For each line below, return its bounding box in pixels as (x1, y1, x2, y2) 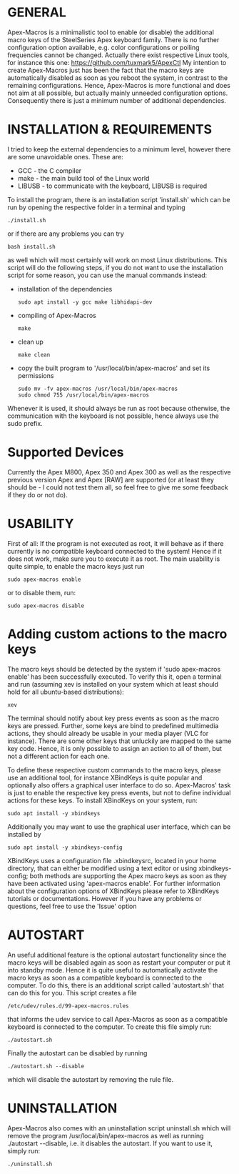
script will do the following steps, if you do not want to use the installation (7, 263, 223, 272)
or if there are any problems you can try (7, 229, 125, 238)
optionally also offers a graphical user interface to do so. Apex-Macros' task (7, 780, 231, 790)
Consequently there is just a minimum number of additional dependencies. (7, 96, 227, 104)
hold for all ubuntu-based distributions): (7, 687, 125, 696)
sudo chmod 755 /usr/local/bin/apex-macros (17, 391, 150, 399)
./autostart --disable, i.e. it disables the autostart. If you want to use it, (7, 1139, 213, 1148)
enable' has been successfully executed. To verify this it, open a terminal (7, 672, 223, 681)
